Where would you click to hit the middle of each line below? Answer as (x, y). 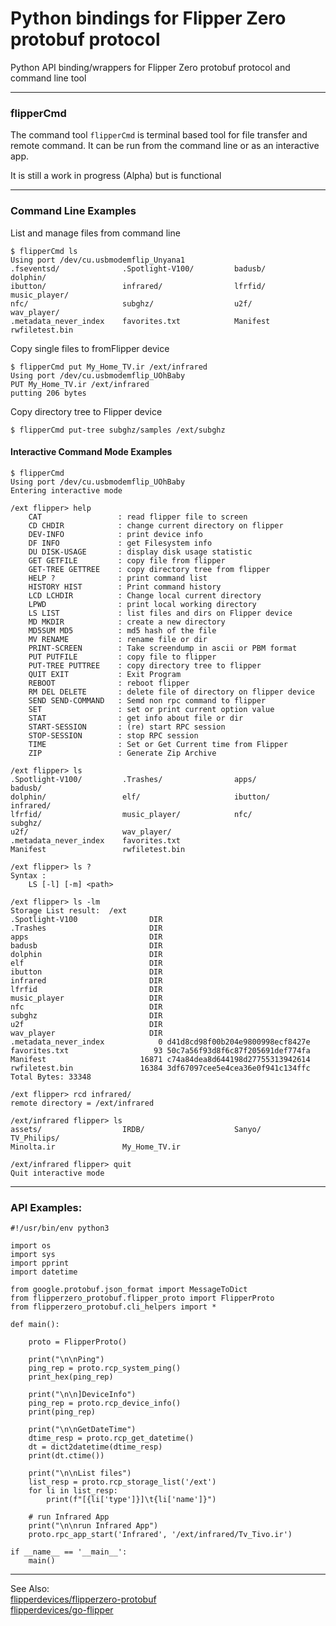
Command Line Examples (73, 211)
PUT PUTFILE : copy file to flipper (122, 657)
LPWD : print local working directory (142, 604)
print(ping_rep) (62, 1412)
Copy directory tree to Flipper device (86, 411)
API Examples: (46, 1207)
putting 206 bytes (48, 393)
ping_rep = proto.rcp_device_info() (105, 1403)
